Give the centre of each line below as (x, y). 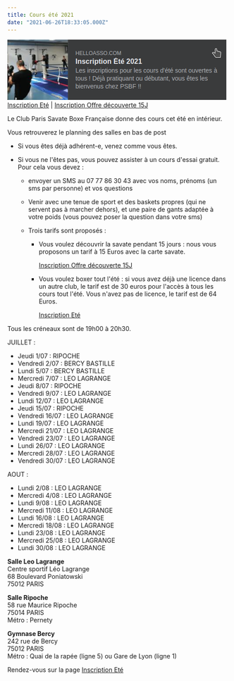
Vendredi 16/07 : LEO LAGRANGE (66, 416)
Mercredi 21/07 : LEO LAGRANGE (66, 430)
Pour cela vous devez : (51, 167)
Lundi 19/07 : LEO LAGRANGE (61, 423)
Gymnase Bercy (31, 633)
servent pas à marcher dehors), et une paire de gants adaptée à (121, 209)
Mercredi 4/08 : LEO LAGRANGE (64, 495)
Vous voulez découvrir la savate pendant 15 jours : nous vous (128, 244)
